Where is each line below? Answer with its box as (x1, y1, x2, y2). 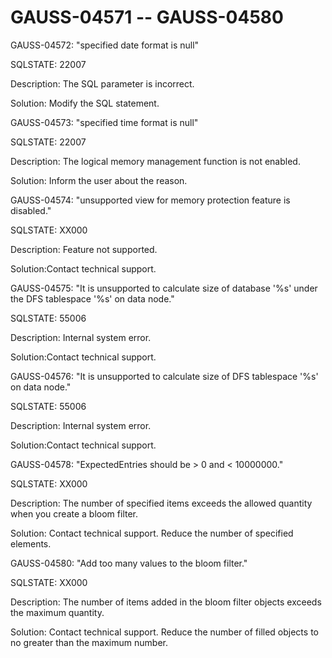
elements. (10, 537, 52, 550)
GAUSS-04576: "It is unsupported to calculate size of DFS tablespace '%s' (10, 370, 319, 382)
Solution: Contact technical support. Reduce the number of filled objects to (10, 626, 319, 638)
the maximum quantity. (10, 606, 105, 618)
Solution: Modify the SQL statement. (10, 97, 160, 109)
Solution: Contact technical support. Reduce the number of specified (10, 527, 294, 539)
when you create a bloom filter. (10, 507, 139, 520)
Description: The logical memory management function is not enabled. (10, 155, 301, 167)
